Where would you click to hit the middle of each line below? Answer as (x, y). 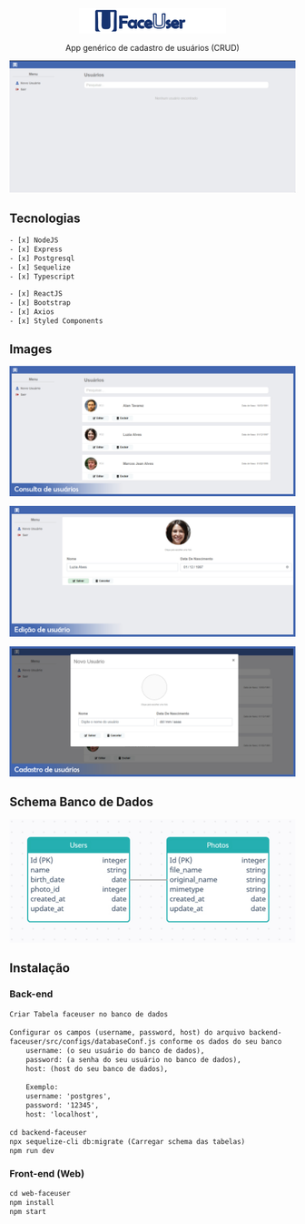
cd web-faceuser (40, 1193)
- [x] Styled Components (56, 321)
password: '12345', (63, 1105)
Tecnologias (45, 218)
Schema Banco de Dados (82, 802)
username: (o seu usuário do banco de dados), (115, 1050)
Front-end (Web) (47, 1173)
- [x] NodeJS (34, 240)
